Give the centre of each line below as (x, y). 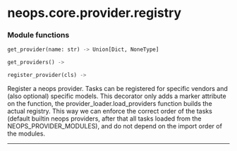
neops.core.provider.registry (95, 13)
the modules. (26, 134)
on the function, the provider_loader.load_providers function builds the (110, 104)
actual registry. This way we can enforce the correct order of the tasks (110, 111)
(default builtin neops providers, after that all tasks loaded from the (104, 119)
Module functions (38, 35)
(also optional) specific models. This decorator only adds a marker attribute (117, 96)
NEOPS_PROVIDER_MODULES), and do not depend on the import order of (115, 126)
